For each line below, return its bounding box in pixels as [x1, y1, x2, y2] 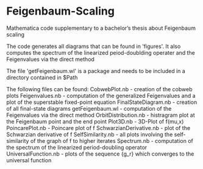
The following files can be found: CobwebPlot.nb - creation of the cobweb [6, 85, 193, 92]
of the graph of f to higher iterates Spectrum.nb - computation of [30, 137, 193, 144]
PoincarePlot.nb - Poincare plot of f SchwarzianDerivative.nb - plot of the [6, 124, 191, 131]
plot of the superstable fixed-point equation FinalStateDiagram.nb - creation [6, 98, 198, 106]
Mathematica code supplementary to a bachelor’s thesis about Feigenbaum [6, 24, 196, 32]
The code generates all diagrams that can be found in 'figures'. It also [6, 43, 181, 50]
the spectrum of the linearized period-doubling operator [6, 143, 148, 151]
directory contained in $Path [6, 74, 78, 81]
